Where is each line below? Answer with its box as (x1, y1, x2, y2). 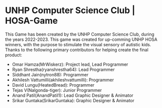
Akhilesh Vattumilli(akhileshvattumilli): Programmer (12, 77, 114, 83)
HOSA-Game (5, 15, 58, 26)
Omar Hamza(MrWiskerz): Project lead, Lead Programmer (12, 61, 128, 67)
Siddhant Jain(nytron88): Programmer (12, 72, 89, 77)
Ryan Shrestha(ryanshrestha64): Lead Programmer (12, 66, 115, 72)
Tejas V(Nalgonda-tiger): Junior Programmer (12, 87, 102, 93)
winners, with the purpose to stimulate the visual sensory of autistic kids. (5, 41, 152, 47)
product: (5, 52, 22, 58)
